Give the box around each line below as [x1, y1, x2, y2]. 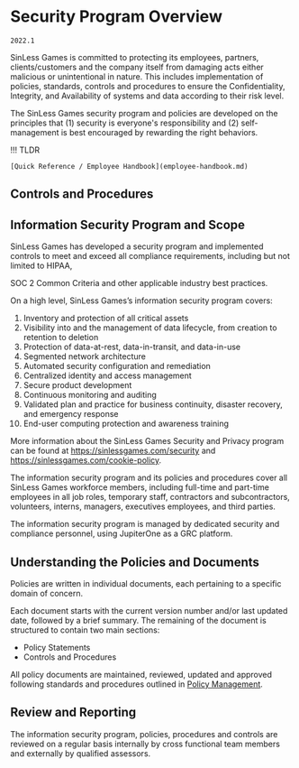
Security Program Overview [10, 6, 223, 27]
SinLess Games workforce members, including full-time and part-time [10, 482, 269, 493]
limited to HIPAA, [10, 260, 73, 272]
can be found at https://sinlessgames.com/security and [10, 445, 216, 457]
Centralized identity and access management [23, 370, 192, 381]
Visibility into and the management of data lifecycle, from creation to [23, 322, 277, 333]
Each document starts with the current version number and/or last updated [10, 605, 288, 615]
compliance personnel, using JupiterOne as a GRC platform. [10, 528, 233, 539]
